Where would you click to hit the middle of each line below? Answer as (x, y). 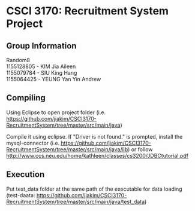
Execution (25, 175)
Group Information (41, 46)
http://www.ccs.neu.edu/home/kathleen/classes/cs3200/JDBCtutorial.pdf (97, 155)
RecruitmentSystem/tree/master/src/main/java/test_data (76, 201)
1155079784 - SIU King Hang (42, 73)
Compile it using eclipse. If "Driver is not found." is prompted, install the (94, 136)
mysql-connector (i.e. (33, 143)
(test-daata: (21, 195)
